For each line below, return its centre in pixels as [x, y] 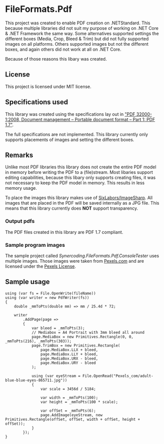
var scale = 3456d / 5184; [68, 389]
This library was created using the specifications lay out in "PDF [70, 114]
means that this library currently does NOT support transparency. [72, 208]
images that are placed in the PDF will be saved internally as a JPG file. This [82, 203]
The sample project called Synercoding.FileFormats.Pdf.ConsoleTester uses [82, 256]
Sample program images [35, 245]
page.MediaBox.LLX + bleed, [69, 350]
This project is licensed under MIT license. [48, 86]
